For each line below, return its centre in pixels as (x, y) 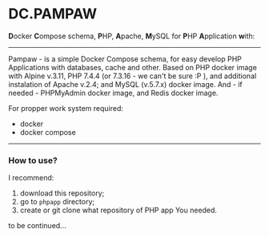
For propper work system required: (66, 108)
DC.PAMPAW (53, 14)
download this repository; (62, 193)
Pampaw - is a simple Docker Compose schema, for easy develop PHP (125, 59)
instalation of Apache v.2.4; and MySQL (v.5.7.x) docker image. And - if (125, 84)
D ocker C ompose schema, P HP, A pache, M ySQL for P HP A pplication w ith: (132, 36)
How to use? (33, 160)
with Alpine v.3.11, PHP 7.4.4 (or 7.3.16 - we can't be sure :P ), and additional (132, 76)
